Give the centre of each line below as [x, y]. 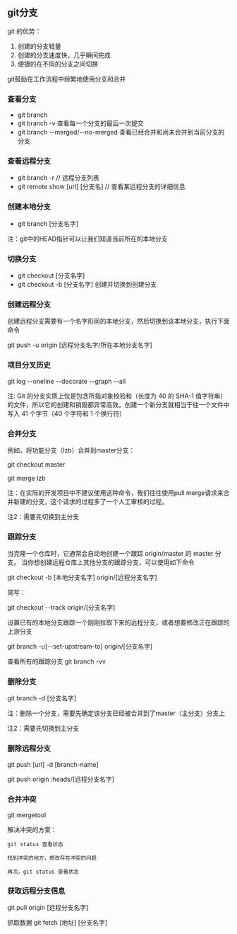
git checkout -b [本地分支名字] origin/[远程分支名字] [82, 577]
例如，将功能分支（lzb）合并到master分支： [71, 450]
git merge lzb [26, 478]
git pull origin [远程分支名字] [48, 908]
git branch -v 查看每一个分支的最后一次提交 [80, 123]
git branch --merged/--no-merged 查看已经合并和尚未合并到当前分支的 [121, 132]
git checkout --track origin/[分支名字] [61, 608]
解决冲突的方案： [32, 830]
